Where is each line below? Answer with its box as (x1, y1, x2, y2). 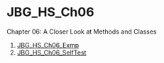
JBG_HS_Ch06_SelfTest (16, 48, 87, 57)
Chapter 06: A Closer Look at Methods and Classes (6, 27, 157, 36)
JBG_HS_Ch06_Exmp (16, 41, 80, 49)
